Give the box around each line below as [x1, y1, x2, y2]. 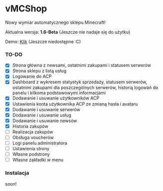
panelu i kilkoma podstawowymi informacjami [12, 90, 106, 96]
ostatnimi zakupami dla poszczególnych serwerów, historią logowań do [12, 85, 159, 91]
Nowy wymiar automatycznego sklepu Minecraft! [5, 19, 106, 25]
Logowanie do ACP [12, 73, 52, 79]
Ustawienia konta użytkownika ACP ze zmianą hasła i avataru [12, 101, 138, 107]
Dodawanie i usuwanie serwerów [12, 106, 81, 112]
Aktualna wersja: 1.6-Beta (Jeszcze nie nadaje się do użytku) [5, 29, 131, 35]
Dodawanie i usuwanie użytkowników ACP [12, 95, 99, 101]
